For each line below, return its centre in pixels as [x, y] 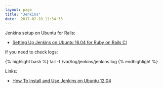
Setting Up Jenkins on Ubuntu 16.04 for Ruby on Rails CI [69, 43]
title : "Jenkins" [23, 14]
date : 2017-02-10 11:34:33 [34, 19]
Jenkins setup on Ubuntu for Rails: [40, 33]
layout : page [19, 10]
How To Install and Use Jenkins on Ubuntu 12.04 [62, 81]
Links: [11, 71]
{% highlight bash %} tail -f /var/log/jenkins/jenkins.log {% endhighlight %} [81, 62]
